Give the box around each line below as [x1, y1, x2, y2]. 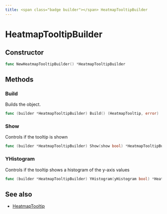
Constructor [5, 48, 44, 57]
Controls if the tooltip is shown [5, 134, 68, 140]
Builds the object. [5, 101, 41, 107]
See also [5, 190, 32, 199]
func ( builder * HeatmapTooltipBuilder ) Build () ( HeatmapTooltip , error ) [5, 111, 159, 116]
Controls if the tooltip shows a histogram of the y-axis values [5, 167, 130, 173]
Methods [5, 75, 34, 83]
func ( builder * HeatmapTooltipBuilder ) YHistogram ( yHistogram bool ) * [5, 176, 155, 181]
